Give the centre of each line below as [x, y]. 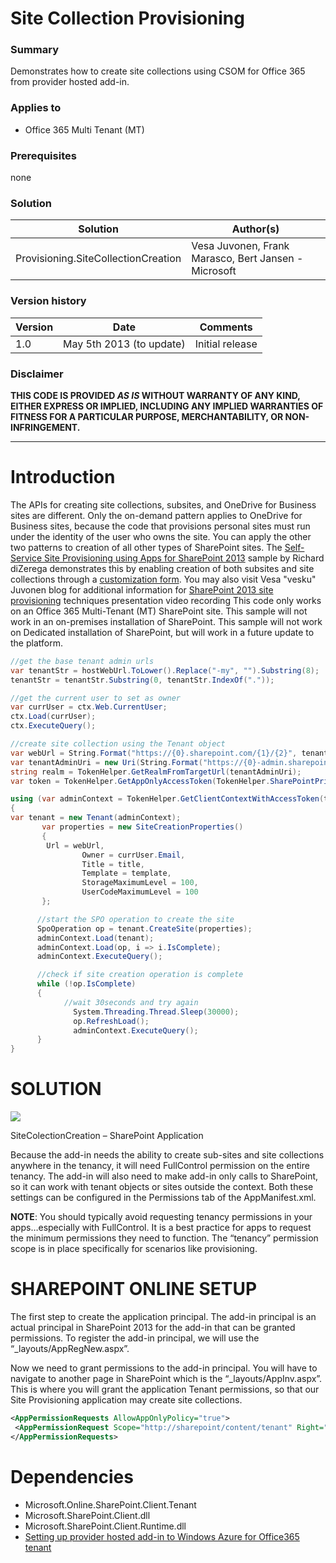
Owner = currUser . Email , [133, 855]
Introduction [63, 477]
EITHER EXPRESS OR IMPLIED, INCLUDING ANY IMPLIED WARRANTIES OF [167, 406]
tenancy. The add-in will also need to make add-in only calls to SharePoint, [164, 1176]
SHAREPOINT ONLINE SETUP [134, 1289]
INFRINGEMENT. [45, 427]
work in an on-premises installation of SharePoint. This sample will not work [166, 621]
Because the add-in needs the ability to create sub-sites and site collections [167, 1155]
